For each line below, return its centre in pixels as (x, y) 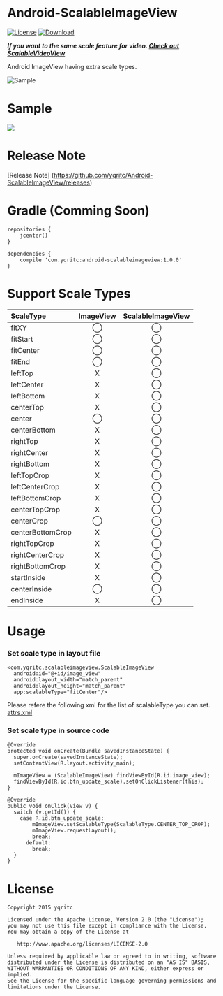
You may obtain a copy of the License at (68, 932)
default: (38, 843)
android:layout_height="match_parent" (70, 686)
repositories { (29, 229)
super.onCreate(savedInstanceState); (68, 757)
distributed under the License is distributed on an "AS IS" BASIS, (109, 962)
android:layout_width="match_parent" (68, 680)
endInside (27, 600)
